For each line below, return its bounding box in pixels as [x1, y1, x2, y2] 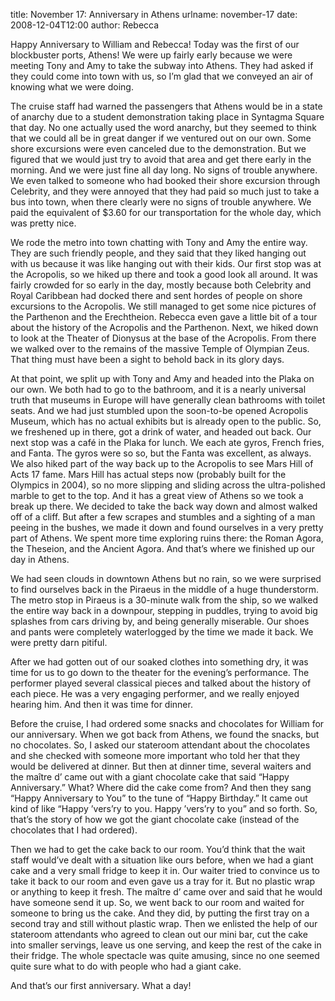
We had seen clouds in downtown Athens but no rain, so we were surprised [10, 573, 322, 584]
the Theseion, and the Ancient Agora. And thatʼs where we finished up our [10, 543, 315, 554]
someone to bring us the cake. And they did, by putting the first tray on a [10, 907, 310, 919]
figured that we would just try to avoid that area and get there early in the [10, 154, 312, 165]
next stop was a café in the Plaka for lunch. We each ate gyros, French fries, [10, 437, 325, 448]
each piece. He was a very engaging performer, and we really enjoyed [10, 688, 300, 699]
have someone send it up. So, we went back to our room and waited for [10, 897, 305, 908]
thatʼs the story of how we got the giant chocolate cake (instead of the [10, 814, 300, 825]
